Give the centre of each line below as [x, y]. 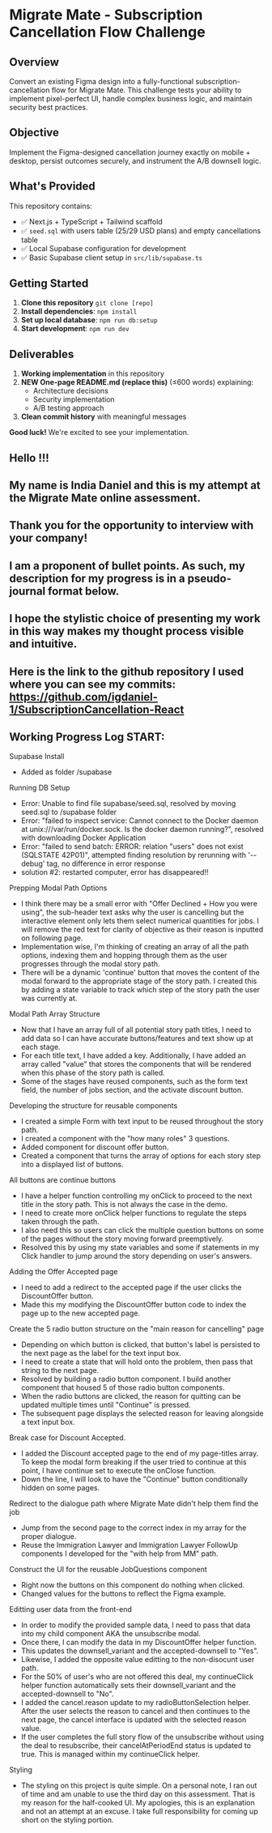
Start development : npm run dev [75, 329]
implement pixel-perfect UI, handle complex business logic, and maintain [131, 98]
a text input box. [48, 1422]
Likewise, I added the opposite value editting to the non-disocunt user [138, 1660]
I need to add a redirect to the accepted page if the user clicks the [131, 1287]
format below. [84, 591]
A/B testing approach [68, 408]
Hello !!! [29, 458]
